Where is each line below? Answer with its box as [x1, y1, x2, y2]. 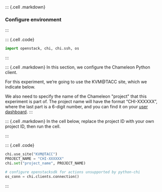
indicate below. [5, 84, 36, 90]
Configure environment [5, 16, 62, 23]
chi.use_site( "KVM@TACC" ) [5, 152, 57, 157]
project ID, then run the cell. [5, 123, 61, 129]
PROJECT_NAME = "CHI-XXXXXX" [5, 157, 64, 161]
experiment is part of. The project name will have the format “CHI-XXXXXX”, [5, 99, 158, 105]
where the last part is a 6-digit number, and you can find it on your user [5, 104, 148, 110]
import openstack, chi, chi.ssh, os [5, 46, 79, 51]
